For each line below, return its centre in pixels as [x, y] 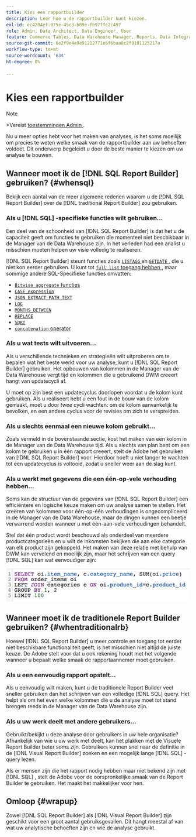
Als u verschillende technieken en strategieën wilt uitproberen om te [88, 356]
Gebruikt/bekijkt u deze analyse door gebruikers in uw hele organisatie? [92, 734]
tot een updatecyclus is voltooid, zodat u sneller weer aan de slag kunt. [91, 464]
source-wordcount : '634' [36, 56]
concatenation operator [43, 328]
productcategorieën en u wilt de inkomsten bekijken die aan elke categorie [96, 541]
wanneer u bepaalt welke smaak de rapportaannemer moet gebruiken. [91, 660]
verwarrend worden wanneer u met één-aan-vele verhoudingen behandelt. [96, 524]
